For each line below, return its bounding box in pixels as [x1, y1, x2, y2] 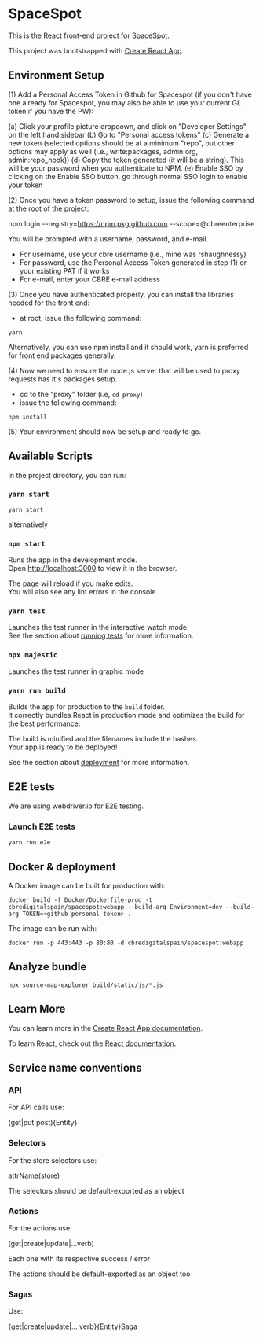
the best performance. [8, 719, 81, 728]
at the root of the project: [8, 204, 89, 213]
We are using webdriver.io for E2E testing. [8, 801, 144, 811]
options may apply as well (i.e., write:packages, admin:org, [8, 146, 199, 156]
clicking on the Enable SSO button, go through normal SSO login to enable [8, 171, 248, 181]
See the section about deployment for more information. [8, 758, 190, 767]
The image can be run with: [8, 923, 97, 933]
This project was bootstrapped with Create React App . [8, 46, 184, 55]
